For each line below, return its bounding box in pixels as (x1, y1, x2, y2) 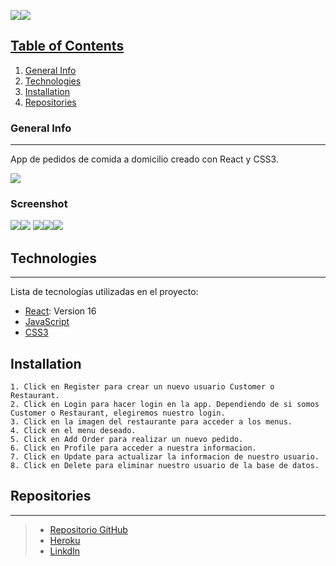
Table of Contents (10, 38, 125, 55)
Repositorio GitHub (49, 523, 128, 535)
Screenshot (10, 197, 68, 211)
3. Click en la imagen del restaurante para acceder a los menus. (10, 417, 293, 427)
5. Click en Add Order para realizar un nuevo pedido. (10, 435, 244, 445)
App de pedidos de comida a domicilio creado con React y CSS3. (10, 153, 279, 165)
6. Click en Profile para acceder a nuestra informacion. (10, 443, 257, 454)
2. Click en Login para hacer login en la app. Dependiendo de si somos (10, 400, 320, 410)
